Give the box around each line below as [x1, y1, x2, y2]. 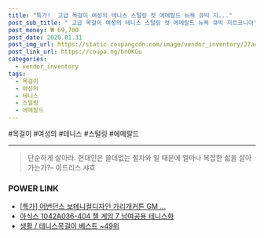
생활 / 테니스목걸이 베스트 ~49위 [19, 222, 120, 231]
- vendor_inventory [15, 63, 79, 71]
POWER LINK [8, 182, 59, 193]
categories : [8, 56, 47, 64]
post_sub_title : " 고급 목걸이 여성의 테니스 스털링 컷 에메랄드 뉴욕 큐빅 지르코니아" [8, 19, 258, 27]
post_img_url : [8, 41, 55, 49]
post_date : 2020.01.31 [8, 33, 82, 42]
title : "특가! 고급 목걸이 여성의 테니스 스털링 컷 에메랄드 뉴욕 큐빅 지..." [8, 11, 233, 20]
